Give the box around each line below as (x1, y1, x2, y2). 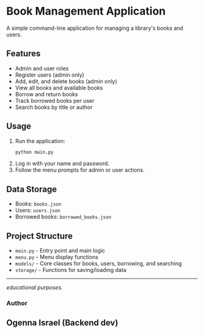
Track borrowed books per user (15, 97, 95, 104)
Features (6, 49, 41, 59)
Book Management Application (6, 4, 166, 18)
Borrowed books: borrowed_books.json (15, 213, 112, 220)
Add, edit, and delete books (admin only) (15, 77, 117, 85)
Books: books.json (15, 200, 62, 207)
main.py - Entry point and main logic (15, 247, 106, 254)
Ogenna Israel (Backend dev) (6, 318, 118, 328)
